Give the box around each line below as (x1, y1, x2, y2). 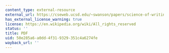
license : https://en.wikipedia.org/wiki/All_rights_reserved (5, 21, 136, 27)
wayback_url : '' (5, 40, 39, 45)
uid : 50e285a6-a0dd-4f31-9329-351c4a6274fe (5, 36, 98, 41)
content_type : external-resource (5, 7, 75, 13)
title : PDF (5, 31, 28, 36)
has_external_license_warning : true (5, 17, 82, 22)
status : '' (5, 26, 28, 31)
